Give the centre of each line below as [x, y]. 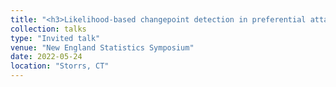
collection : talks [48, 29]
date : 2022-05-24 [46, 57]
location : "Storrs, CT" [60, 66]
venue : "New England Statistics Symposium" [102, 47]
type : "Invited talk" [55, 38]
